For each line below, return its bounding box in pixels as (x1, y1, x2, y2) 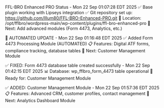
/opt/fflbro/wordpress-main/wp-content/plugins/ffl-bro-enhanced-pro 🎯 (5, 21, 151, 26)
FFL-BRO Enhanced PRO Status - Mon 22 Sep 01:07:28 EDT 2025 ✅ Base (5, 4, 153, 10)
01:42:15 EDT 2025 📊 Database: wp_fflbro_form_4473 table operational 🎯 (5, 68, 153, 74)
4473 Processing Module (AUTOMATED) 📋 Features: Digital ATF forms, (5, 41, 150, 46)
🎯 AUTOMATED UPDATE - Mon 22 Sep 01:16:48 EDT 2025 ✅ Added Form (5, 35, 153, 41)
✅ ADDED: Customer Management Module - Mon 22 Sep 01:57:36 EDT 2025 (5, 85, 160, 90)
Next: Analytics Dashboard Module (5, 98, 76, 103)
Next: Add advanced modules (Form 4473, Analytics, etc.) (5, 25, 122, 31)
